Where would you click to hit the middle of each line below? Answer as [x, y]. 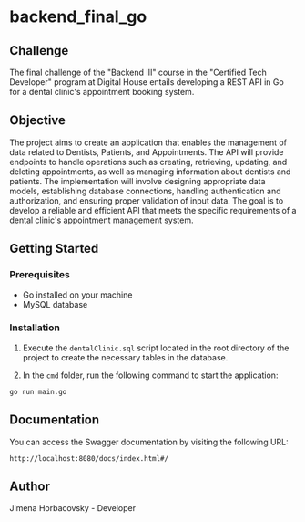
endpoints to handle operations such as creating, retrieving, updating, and [148, 162]
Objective [38, 120]
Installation [35, 328]
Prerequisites [40, 275]
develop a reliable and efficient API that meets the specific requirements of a [153, 210]
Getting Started [54, 249]
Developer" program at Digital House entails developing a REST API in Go [147, 82]
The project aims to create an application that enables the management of [148, 142]
